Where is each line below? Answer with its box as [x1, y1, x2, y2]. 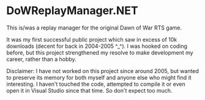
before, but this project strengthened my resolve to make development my [6, 48, 194, 56]
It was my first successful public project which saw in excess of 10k [6, 36, 177, 43]
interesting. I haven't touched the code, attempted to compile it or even [6, 80, 185, 88]
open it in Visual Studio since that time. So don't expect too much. [6, 87, 173, 94]
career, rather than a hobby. [6, 55, 76, 63]
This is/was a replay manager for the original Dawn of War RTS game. [6, 24, 182, 31]
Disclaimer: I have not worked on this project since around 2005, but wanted [6, 67, 199, 74]
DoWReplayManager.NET [6, 4, 139, 18]
